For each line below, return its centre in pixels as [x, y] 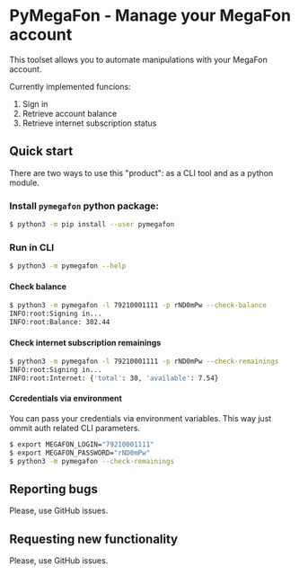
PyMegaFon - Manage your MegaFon [150, 16]
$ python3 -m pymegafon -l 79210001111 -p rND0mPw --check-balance [138, 305]
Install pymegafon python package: [84, 206]
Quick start [41, 151]
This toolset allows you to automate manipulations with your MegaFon [138, 59]
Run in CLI [32, 247]
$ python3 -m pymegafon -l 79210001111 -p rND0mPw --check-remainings [144, 362]
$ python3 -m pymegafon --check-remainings [92, 461]
